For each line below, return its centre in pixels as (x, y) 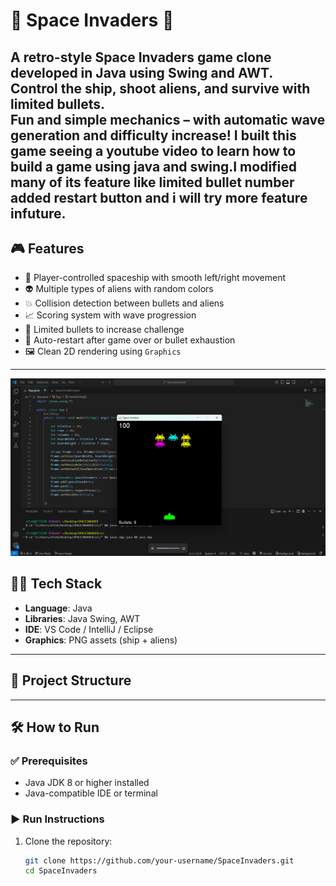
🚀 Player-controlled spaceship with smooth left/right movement (155, 278)
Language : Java (58, 608)
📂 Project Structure (71, 680)
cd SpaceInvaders (61, 871)
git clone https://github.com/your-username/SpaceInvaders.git (159, 860)
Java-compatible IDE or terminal (91, 793)
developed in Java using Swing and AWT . (142, 72)
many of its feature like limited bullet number (152, 182)
